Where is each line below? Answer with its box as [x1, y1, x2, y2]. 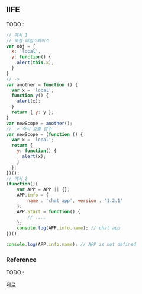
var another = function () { [6, 81, 78, 88]
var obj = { [6, 43, 35, 49]
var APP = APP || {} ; [17, 186, 70, 192]
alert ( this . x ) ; [17, 59, 54, 66]
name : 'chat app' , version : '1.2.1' [27, 198, 123, 204]
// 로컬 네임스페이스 [6, 37, 50, 43]
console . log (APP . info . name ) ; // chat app [17, 225, 120, 231]
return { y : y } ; [11, 109, 54, 115]
